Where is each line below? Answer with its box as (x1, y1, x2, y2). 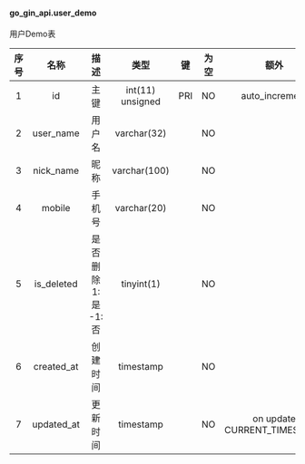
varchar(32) (114, 127, 167, 140)
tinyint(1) (121, 277, 161, 290)
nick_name (33, 164, 80, 177)
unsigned (121, 95, 162, 108)
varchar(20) (114, 202, 167, 215)
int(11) (125, 84, 156, 97)
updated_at (32, 418, 80, 430)
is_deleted (34, 277, 78, 290)
